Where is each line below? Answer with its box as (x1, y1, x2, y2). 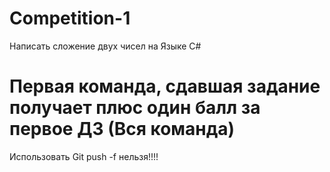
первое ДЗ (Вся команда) (9, 118, 236, 141)
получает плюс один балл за (9, 97, 261, 119)
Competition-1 (9, 7, 131, 30)
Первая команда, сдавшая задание (9, 75, 321, 98)
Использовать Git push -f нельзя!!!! (9, 150, 159, 162)
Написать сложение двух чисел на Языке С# (9, 40, 202, 52)
